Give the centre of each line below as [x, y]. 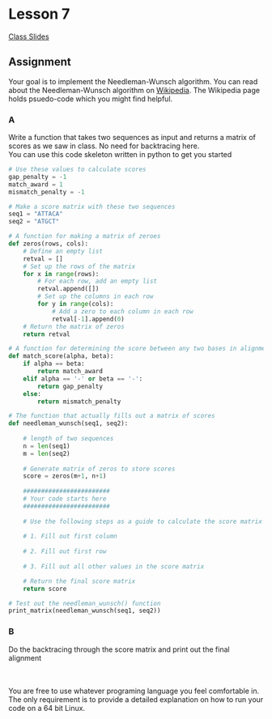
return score [45, 589]
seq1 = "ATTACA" [36, 214]
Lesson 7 [39, 14]
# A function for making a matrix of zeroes [85, 236]
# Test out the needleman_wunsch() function [85, 603]
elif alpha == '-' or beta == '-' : [83, 379]
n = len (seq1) [47, 446]
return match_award [70, 372]
